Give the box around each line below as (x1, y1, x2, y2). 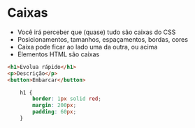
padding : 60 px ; (32, 109, 77, 115)
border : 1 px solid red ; (32, 95, 101, 102)
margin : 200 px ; (32, 102, 77, 109)
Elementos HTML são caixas (17, 50, 100, 58)
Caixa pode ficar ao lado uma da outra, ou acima (17, 42, 158, 51)
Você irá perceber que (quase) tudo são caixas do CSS (17, 28, 176, 36)
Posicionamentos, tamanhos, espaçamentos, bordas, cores (17, 35, 189, 43)
